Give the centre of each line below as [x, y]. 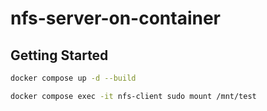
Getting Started [59, 55]
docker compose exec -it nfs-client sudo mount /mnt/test [133, 96]
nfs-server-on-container [116, 18]
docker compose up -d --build [73, 78]
